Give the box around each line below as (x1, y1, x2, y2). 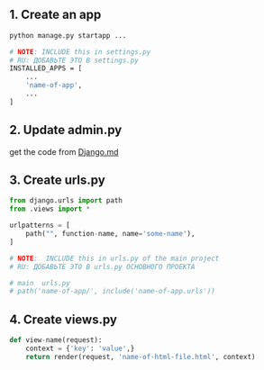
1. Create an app (9, 7, 102, 23)
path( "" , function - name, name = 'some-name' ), (25, 230, 196, 239)
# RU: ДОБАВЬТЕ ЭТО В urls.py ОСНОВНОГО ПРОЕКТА (9, 262, 196, 271)
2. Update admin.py (9, 122, 123, 138)
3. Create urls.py (9, 173, 105, 188)
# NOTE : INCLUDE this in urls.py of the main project (9, 254, 220, 263)
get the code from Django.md (9, 146, 119, 157)
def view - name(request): (9, 336, 103, 345)
